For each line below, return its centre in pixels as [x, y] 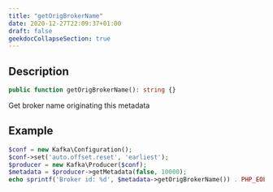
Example [31, 131]
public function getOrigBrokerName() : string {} [92, 90]
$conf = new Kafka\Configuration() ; [70, 149]
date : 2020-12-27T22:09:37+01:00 [65, 23]
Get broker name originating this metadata [79, 105]
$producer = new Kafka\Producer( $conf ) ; [78, 164]
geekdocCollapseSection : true [60, 38]
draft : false [30, 31]
